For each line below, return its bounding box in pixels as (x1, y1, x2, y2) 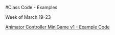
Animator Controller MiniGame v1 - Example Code (5, 24, 110, 30)
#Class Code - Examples (5, 5, 58, 10)
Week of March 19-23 (5, 14, 51, 20)
